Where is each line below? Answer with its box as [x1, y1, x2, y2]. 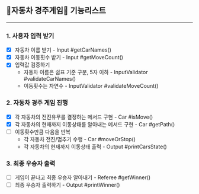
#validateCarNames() [23, 75, 76, 82]
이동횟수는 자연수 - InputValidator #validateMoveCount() [23, 82, 159, 90]
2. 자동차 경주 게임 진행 [6, 98, 68, 107]
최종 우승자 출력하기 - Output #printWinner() [14, 182, 120, 189]
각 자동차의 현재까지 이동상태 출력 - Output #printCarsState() [23, 143, 167, 150]
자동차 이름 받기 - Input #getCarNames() [14, 46, 111, 53]
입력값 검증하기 [14, 61, 50, 68]
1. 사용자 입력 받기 [6, 31, 54, 40]
